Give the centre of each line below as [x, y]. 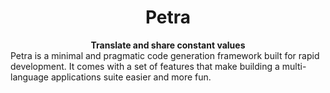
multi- [294, 66]
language [29, 77]
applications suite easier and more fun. [131, 77]
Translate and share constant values [168, 45]
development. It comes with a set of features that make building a [145, 66]
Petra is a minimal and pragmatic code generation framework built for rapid [165, 55]
